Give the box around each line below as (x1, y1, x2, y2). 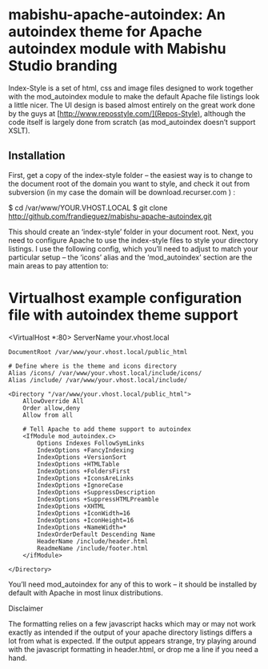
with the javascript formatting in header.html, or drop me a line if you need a (8, 644, 258, 654)
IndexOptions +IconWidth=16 (37, 509, 130, 518)
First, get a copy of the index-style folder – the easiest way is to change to (8, 170, 254, 179)
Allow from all (22, 411, 74, 419)
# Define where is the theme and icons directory (8, 362, 178, 370)
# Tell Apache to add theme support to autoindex (22, 425, 192, 433)
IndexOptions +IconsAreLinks (37, 474, 134, 482)
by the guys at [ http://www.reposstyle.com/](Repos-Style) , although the (8, 108, 246, 118)
